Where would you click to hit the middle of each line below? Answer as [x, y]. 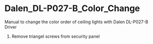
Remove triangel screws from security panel [56, 36]
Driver [11, 27]
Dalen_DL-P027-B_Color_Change [72, 8]
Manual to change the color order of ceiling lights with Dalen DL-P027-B [76, 22]
